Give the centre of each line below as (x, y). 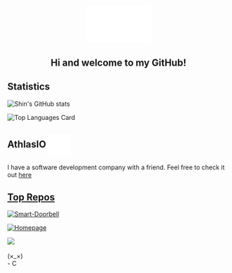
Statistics (29, 87)
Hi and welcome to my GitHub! (118, 62)
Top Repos (31, 197)
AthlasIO (27, 144)
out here (19, 175)
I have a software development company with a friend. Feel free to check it (116, 167)
